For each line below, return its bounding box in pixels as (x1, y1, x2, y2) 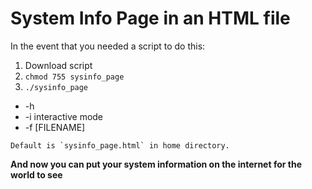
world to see (10, 168, 63, 181)
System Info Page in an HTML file (10, 7, 291, 30)
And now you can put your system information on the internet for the (10, 158, 302, 170)
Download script (24, 59, 93, 71)
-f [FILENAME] (24, 121, 86, 133)
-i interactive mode (24, 110, 104, 122)
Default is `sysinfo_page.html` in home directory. (10, 140, 230, 151)
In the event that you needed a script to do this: (10, 40, 206, 52)
